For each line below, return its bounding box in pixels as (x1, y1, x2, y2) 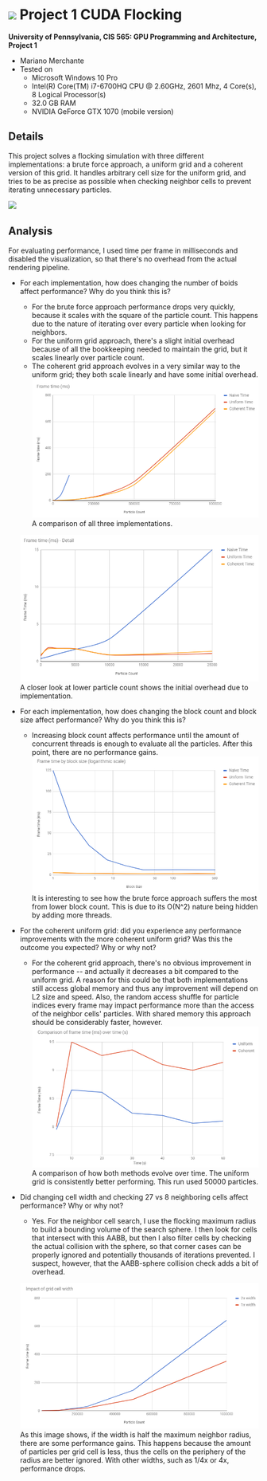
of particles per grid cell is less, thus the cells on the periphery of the (19, 1447, 246, 1456)
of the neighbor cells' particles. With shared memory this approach (31, 1009, 252, 1019)
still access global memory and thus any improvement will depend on (31, 984, 258, 993)
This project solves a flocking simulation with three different (8, 151, 204, 160)
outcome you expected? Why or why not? (19, 943, 157, 953)
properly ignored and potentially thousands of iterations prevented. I (31, 1250, 256, 1259)
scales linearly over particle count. (31, 352, 145, 362)
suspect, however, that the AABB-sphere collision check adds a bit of (31, 1258, 259, 1268)
